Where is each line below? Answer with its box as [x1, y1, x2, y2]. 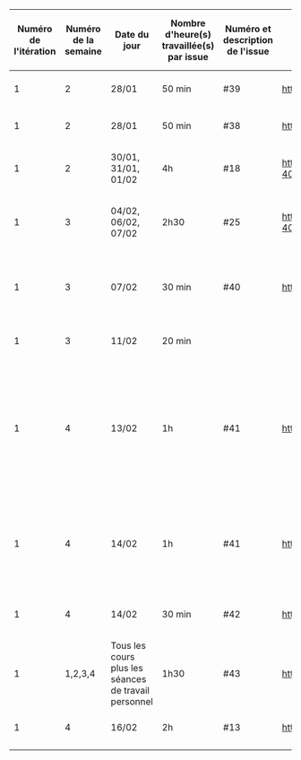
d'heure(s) [165, 29, 212, 40]
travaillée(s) [161, 39, 215, 52]
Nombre [169, 17, 206, 30]
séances [110, 673, 147, 685]
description [222, 34, 273, 46]
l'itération [13, 45, 56, 57]
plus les [110, 662, 143, 674]
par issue [168, 51, 209, 63]
